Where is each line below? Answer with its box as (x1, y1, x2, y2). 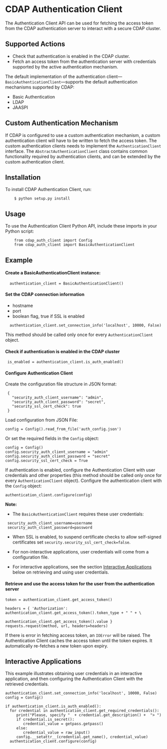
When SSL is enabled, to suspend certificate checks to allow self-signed (12, 534, 162, 540)
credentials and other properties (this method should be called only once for (5, 472, 162, 478)
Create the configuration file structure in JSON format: (5, 381, 117, 387)
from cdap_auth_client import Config (14, 238, 93, 243)
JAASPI (12, 104, 28, 110)
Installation (5, 173, 41, 181)
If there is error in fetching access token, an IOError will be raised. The (5, 632, 151, 638)
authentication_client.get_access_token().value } (5, 619, 113, 624)
